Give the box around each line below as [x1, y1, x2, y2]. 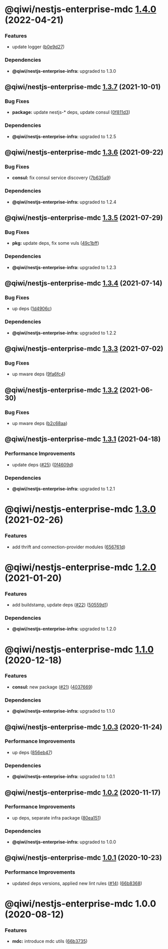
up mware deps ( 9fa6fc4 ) [12, 371, 66, 377]
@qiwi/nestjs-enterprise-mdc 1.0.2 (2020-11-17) [5, 788, 161, 797]
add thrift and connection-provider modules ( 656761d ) [12, 544, 126, 550]
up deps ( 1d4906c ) [12, 306, 52, 312]
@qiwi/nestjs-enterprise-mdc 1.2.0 [5, 562, 156, 573]
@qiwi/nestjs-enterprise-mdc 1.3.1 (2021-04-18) [5, 435, 161, 444]
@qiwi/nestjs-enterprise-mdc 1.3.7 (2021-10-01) [5, 82, 161, 92]
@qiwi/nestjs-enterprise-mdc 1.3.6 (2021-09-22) [5, 148, 163, 157]
